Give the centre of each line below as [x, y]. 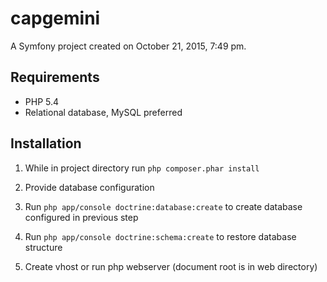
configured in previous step [81, 217]
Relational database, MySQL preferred [103, 112]
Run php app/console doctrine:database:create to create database [163, 206]
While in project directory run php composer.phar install [142, 168]
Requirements [55, 77]
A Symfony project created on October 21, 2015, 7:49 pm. [128, 46]
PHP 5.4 [42, 101]
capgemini [55, 18]
